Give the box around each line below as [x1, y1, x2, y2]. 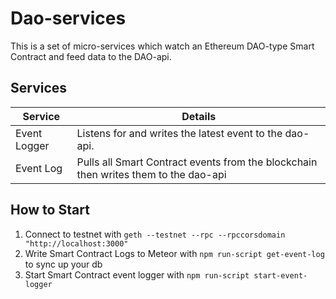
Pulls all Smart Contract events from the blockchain [76, 155, 318, 169]
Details [181, 109, 217, 123]
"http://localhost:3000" [24, 238, 129, 249]
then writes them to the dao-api [76, 167, 227, 181]
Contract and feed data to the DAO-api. [10, 50, 172, 62]
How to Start [10, 202, 90, 219]
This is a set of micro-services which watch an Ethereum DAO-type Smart [10, 40, 315, 52]
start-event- [253, 270, 308, 281]
